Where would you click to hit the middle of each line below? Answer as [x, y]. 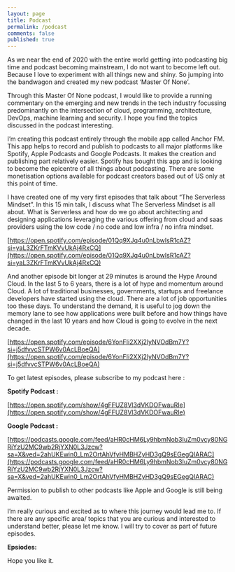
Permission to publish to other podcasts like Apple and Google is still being [115, 490]
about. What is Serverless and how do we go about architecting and [105, 212]
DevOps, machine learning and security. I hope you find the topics [102, 118]
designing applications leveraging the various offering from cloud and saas [115, 219]
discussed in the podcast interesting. [60, 125]
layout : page [26, 14]
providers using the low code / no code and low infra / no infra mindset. [111, 227]
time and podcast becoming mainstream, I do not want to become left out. [114, 67]
